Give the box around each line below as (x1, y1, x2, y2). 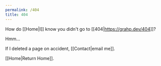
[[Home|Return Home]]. (5, 55, 54, 61)
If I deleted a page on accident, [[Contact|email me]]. (5, 45, 115, 51)
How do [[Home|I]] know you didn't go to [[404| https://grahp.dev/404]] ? (5, 26, 156, 32)
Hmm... (5, 36, 21, 42)
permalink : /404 (5, 7, 39, 13)
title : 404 (5, 12, 28, 17)
